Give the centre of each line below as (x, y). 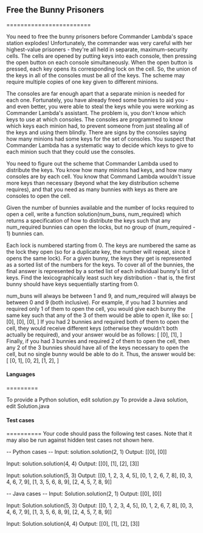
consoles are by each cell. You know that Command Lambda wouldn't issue (101, 176)
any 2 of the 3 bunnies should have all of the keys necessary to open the (97, 347)
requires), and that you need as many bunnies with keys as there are (92, 189)
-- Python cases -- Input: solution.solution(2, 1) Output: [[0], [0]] (87, 452)
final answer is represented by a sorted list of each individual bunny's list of (101, 271)
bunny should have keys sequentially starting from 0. (73, 284)
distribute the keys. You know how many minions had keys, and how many (99, 170)
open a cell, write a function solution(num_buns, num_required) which (94, 214)
